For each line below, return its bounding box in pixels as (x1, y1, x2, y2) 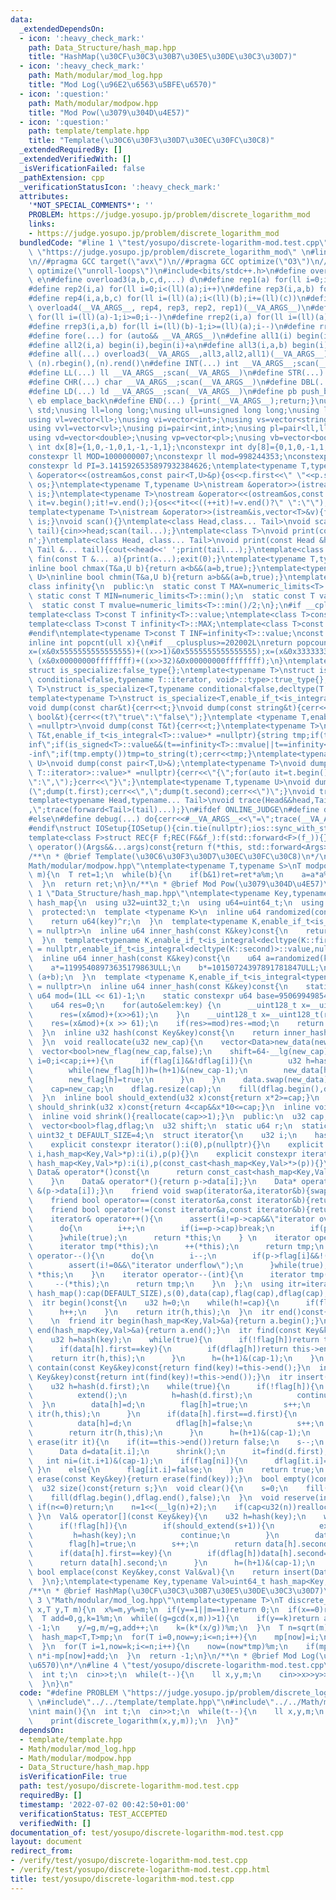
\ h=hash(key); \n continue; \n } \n (28, 1530, 280, 1540)
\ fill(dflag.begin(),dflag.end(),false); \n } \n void (28, 1493, 280, 1503)
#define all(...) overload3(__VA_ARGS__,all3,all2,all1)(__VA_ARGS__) (28, 349, 329, 360)
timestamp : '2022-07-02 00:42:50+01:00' (19, 1799, 190, 1810)
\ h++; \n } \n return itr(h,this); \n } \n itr (28, 1307, 275, 1317)
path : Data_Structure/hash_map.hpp (28, 42, 177, 53)
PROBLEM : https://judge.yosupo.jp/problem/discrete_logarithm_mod (28, 210, 311, 220)
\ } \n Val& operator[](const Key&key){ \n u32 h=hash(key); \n (28, 1511, 307, 1521)
